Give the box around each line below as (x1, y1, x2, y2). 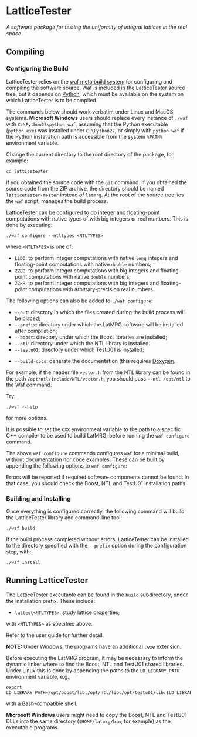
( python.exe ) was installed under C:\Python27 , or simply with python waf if (6, 126, 184, 134)
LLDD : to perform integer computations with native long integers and (14, 254, 178, 261)
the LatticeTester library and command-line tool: (6, 513, 122, 521)
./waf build (6, 525, 35, 531)
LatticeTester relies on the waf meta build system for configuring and (6, 78, 173, 85)
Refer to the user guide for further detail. (6, 631, 104, 639)
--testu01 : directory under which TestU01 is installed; (14, 346, 145, 353)
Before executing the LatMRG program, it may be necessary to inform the (6, 654, 184, 661)
